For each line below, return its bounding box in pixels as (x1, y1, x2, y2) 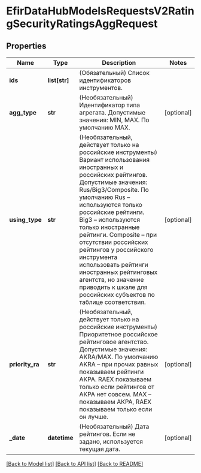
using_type (9, 216, 42, 224)
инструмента (79, 253, 118, 261)
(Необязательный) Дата (79, 423, 150, 430)
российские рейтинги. (79, 208, 145, 216)
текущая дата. (79, 445, 121, 453)
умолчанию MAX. (79, 123, 130, 131)
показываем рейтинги (79, 367, 144, 376)
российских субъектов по (79, 291, 155, 299)
